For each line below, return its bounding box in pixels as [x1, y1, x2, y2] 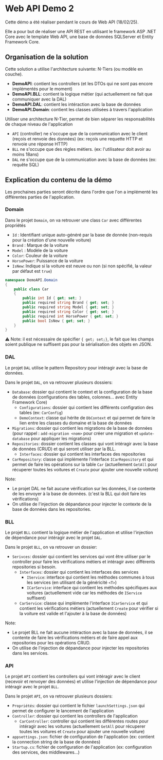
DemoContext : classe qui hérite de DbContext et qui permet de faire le [19, 415, 156, 420]
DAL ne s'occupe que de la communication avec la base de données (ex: [12, 157, 157, 162]
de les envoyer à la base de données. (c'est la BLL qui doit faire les [12, 491, 146, 497]
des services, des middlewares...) [12, 749, 80, 755]
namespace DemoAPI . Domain [5, 278, 57, 282]
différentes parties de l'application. [5, 194, 75, 200]
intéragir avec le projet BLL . [5, 684, 59, 690]
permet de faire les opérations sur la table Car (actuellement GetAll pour [12, 461, 157, 467]
